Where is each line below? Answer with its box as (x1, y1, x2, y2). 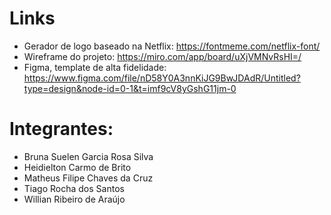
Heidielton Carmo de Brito (23, 161, 132, 173)
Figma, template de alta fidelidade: (23, 61, 167, 73)
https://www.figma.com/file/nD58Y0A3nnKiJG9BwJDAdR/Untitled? (23, 72, 301, 84)
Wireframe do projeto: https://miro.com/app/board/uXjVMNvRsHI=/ (23, 50, 302, 62)
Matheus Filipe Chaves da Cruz (23, 172, 154, 184)
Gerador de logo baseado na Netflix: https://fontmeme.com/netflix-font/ (23, 40, 321, 52)
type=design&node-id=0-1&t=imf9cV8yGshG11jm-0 (23, 82, 237, 94)
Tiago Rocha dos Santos (23, 182, 125, 194)
